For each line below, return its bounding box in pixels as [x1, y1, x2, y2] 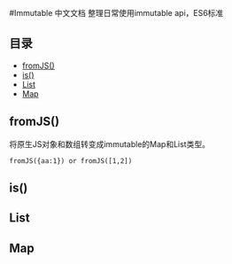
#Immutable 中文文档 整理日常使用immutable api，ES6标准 [9, 8, 224, 18]
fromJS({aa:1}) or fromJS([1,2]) [9, 156, 133, 166]
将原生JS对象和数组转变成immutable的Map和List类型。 [9, 138, 211, 149]
